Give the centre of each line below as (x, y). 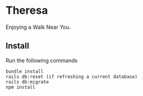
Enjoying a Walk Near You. (38, 27)
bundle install (25, 71)
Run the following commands (42, 60)
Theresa (27, 10)
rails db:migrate (27, 82)
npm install (20, 87)
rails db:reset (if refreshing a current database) (71, 76)
